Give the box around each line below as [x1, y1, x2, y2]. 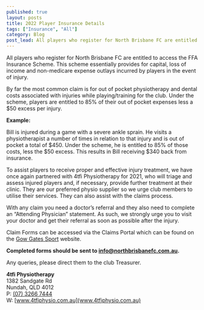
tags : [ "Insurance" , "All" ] [6, 26, 78, 32]
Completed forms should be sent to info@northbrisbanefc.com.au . [6, 247, 180, 254]
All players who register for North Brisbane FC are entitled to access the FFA [6, 54, 198, 61]
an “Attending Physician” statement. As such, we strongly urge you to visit [6, 211, 192, 217]
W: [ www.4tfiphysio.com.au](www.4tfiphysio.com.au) [6, 297, 141, 304]
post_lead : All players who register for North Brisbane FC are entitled [6, 37, 198, 43]
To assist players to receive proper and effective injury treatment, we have [6, 166, 193, 173]
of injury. [6, 74, 29, 81]
